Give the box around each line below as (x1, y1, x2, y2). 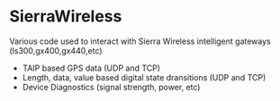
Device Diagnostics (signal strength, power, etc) (22, 81, 201, 92)
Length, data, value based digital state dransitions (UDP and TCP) (22, 72, 266, 82)
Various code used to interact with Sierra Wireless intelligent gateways (9, 36, 272, 46)
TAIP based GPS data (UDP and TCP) (22, 63, 160, 73)
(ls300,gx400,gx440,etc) (9, 45, 103, 55)
